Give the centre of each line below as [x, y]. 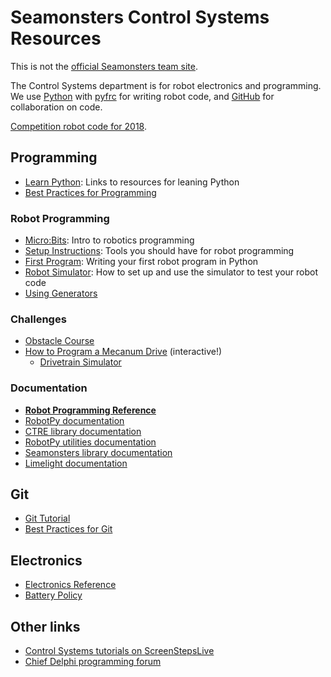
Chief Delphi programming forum [93, 662]
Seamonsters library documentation [98, 452]
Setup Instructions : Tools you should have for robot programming [159, 251]
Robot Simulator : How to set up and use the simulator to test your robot [171, 272]
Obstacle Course [59, 341]
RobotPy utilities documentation [90, 442]
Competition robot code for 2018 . [78, 126]
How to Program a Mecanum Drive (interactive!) [123, 352]
